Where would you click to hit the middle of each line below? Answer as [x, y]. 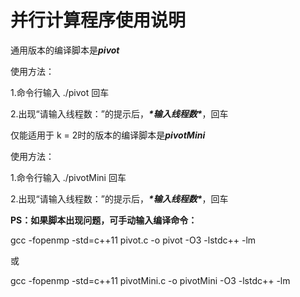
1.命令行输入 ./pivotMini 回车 [68, 177]
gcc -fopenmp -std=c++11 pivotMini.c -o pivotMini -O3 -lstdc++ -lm [150, 280]
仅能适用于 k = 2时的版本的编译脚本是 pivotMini [108, 135]
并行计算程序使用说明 [98, 20]
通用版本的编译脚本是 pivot [65, 50]
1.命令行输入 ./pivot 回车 [60, 92]
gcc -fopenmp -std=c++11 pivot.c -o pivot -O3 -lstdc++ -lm [133, 240]
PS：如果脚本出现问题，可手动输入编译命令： [104, 220]
